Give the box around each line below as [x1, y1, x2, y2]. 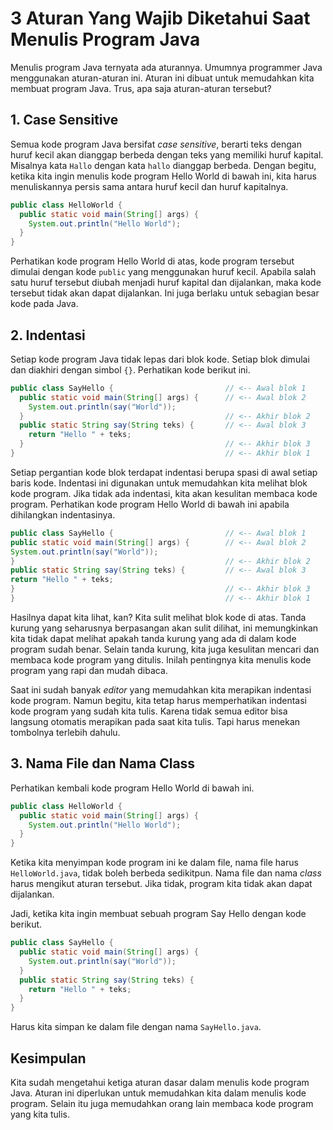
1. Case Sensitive [10, 112, 119, 129]
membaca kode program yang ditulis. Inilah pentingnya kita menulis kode [10, 653, 312, 666]
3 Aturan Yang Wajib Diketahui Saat [10, 7, 311, 30]
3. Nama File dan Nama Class [10, 755, 196, 772]
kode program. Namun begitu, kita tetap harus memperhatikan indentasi [10, 694, 307, 706]
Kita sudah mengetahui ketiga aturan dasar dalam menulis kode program [10, 1076, 310, 1088]
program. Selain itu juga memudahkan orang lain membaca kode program [10, 1097, 314, 1109]
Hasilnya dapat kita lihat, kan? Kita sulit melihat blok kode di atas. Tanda [10, 611, 307, 623]
